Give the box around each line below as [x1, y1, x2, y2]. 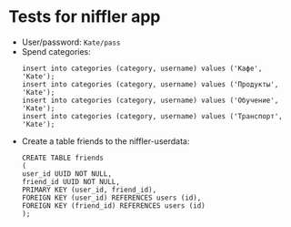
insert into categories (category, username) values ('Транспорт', [21, 111, 283, 120]
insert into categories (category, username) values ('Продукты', [21, 79, 279, 88]
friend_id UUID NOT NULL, [21, 177, 120, 186]
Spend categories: [21, 46, 92, 57]
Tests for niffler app [8, 6, 161, 27]
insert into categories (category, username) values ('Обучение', [21, 96, 279, 105]
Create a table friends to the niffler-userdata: [21, 135, 190, 147]
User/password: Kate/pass [21, 36, 121, 47]
